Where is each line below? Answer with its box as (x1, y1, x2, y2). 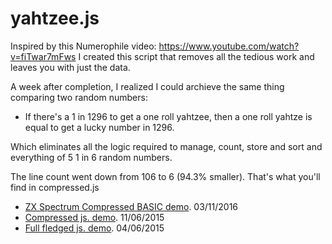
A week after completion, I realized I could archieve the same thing (10, 80, 285, 92)
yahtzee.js (10, 7, 100, 30)
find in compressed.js (10, 181, 100, 193)
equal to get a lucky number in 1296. (24, 121, 175, 133)
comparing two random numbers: (10, 91, 148, 103)
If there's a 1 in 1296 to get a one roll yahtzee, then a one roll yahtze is (24, 110, 313, 122)
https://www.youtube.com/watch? (158, 40, 300, 52)
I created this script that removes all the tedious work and (78, 50, 315, 62)
